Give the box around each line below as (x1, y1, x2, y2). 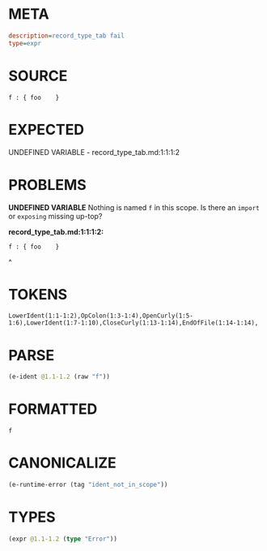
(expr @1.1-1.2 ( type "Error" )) (8, 535, 117, 543)
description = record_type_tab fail (8, 32, 125, 40)
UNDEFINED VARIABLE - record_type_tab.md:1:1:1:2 (8, 147, 180, 157)
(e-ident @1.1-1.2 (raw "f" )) (8, 372, 111, 381)
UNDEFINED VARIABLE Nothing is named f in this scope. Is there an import (8, 202, 261, 212)
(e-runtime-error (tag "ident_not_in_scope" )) (8, 480, 168, 489)
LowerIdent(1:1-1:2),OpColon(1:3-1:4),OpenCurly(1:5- (8, 312, 194, 321)
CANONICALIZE (8, 454, 117, 472)
